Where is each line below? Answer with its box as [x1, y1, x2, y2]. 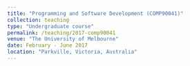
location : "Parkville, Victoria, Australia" [7, 49, 137, 56]
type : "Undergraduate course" [7, 23, 95, 30]
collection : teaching [7, 16, 70, 23]
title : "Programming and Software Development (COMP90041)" [7, 10, 184, 17]
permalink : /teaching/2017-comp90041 [7, 29, 116, 36]
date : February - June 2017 [7, 42, 88, 49]
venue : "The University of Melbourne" [7, 36, 119, 43]
